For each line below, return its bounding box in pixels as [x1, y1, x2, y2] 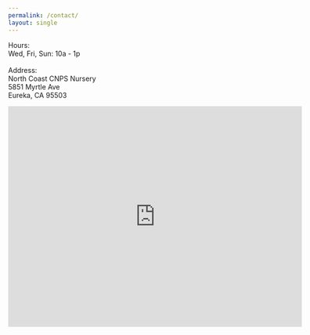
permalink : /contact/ [8, 11, 79, 20]
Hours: [8, 40, 30, 49]
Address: [8, 65, 38, 75]
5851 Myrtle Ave [8, 82, 60, 91]
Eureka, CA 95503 [8, 90, 67, 100]
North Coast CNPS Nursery [8, 74, 96, 83]
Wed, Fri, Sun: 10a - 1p [8, 49, 81, 58]
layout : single [8, 19, 58, 27]
